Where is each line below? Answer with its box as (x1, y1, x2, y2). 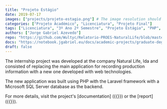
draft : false (5, 44, 32, 49)
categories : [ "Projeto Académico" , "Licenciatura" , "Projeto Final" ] (5, 21, 153, 26)
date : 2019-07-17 (5, 12, 41, 17)
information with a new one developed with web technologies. (5, 68, 133, 75)
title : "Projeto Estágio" (5, 7, 59, 12)
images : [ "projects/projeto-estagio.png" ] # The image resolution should (5, 16, 162, 21)
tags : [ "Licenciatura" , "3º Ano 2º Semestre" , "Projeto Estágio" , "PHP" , (5, 26, 162, 31)
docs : (5, 40, 16, 45)
